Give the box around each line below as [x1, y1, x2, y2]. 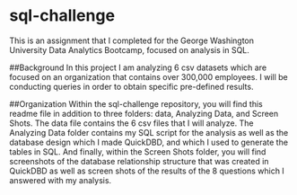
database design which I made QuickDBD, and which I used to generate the [9, 137, 289, 147]
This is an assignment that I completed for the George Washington [9, 35, 254, 46]
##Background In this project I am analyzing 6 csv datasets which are [9, 62, 267, 73]
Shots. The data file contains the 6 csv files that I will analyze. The [9, 118, 254, 129]
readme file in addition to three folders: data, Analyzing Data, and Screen [9, 108, 279, 119]
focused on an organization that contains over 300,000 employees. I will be [9, 71, 289, 82]
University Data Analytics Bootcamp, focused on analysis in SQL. [9, 44, 249, 55]
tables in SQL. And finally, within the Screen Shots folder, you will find [9, 146, 266, 157]
